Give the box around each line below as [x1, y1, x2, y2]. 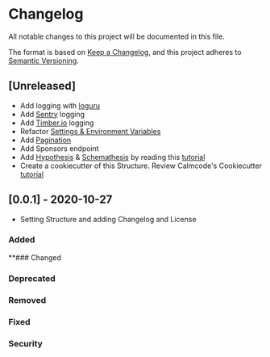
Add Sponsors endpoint [19, 143, 99, 153]
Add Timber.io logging [19, 118, 94, 128]
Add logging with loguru [19, 100, 101, 110]
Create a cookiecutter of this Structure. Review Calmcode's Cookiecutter [19, 161, 262, 170]
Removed [8, 294, 47, 305]
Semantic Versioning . [8, 56, 79, 65]
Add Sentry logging [19, 109, 85, 119]
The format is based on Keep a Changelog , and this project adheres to [8, 47, 242, 57]
